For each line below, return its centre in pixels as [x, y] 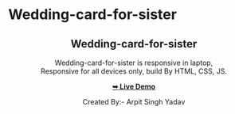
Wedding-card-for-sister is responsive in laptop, [134, 63]
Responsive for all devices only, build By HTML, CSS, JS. [134, 71]
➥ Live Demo [134, 86]
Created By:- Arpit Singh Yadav [134, 102]
